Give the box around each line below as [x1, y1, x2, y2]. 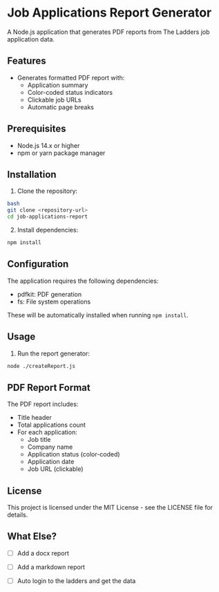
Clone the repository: [17, 187, 78, 195]
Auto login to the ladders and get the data [17, 576, 136, 585]
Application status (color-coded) [27, 450, 120, 459]
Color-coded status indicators [27, 88, 113, 96]
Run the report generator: [17, 349, 90, 358]
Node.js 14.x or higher [17, 141, 80, 149]
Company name [27, 443, 73, 451]
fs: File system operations [17, 297, 91, 306]
